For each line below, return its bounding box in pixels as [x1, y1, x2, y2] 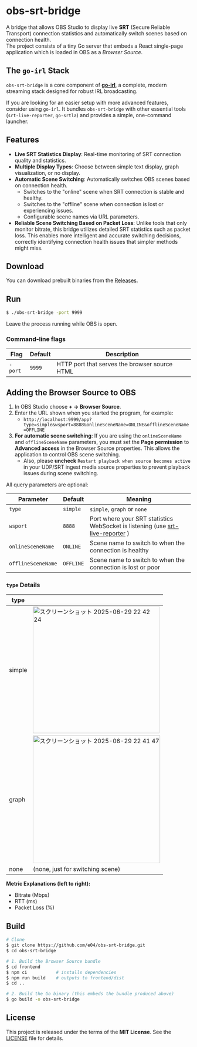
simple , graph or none [90, 505, 147, 513]
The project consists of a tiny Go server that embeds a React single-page [6, 42, 184, 49]
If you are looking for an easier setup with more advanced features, [6, 99, 169, 106]
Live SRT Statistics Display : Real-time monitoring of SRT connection [14, 150, 181, 157]
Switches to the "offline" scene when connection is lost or [23, 200, 164, 207]
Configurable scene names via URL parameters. [23, 213, 140, 220]
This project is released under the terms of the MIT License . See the [6, 1028, 172, 1035]
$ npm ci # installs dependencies [6, 969, 117, 975]
